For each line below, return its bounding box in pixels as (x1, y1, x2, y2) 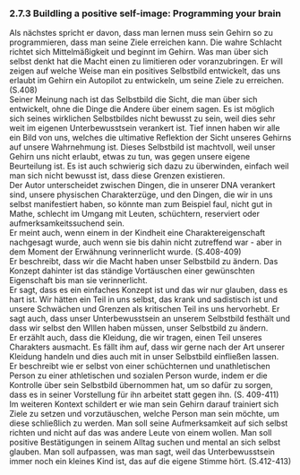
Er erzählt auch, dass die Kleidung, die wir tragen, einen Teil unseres (9, 332, 262, 343)
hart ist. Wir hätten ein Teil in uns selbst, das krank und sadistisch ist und (9, 294, 279, 305)
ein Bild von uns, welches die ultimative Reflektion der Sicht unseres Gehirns (9, 133, 292, 143)
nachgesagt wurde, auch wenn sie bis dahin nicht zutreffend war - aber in (9, 237, 282, 248)
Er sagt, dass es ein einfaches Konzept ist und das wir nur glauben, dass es (9, 285, 288, 296)
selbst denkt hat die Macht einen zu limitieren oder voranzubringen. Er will (9, 56, 284, 67)
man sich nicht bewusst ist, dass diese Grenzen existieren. (9, 170, 226, 181)
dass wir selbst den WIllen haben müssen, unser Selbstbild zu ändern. (9, 323, 269, 333)
